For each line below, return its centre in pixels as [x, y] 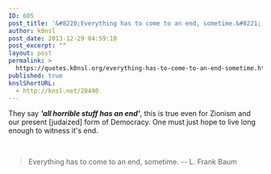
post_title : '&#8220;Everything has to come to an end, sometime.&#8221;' [137, 23]
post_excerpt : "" [38, 46]
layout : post [30, 53]
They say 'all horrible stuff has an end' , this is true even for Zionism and [130, 114]
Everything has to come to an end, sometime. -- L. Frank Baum [133, 162]
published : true [35, 76]
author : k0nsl [32, 31]
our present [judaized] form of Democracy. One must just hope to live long [132, 122]
